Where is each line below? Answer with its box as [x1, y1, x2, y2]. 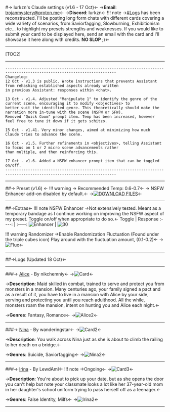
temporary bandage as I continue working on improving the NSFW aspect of [5, 211, 164, 216]
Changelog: [5, 74, 28, 79]
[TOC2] [5, 51, 21, 57]
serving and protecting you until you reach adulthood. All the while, [5, 297, 145, 303]
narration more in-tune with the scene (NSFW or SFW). [5, 110, 123, 115]
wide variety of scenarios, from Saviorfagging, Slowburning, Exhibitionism [5, 20, 160, 26]
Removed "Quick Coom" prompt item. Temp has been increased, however [5, 114, 155, 119]
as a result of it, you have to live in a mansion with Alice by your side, [5, 292, 149, 297]
